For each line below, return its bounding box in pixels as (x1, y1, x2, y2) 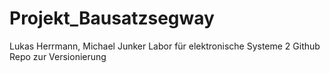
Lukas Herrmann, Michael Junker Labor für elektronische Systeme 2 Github (9, 40, 321, 52)
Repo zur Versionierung (9, 50, 107, 62)
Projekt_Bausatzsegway (9, 7, 215, 30)
